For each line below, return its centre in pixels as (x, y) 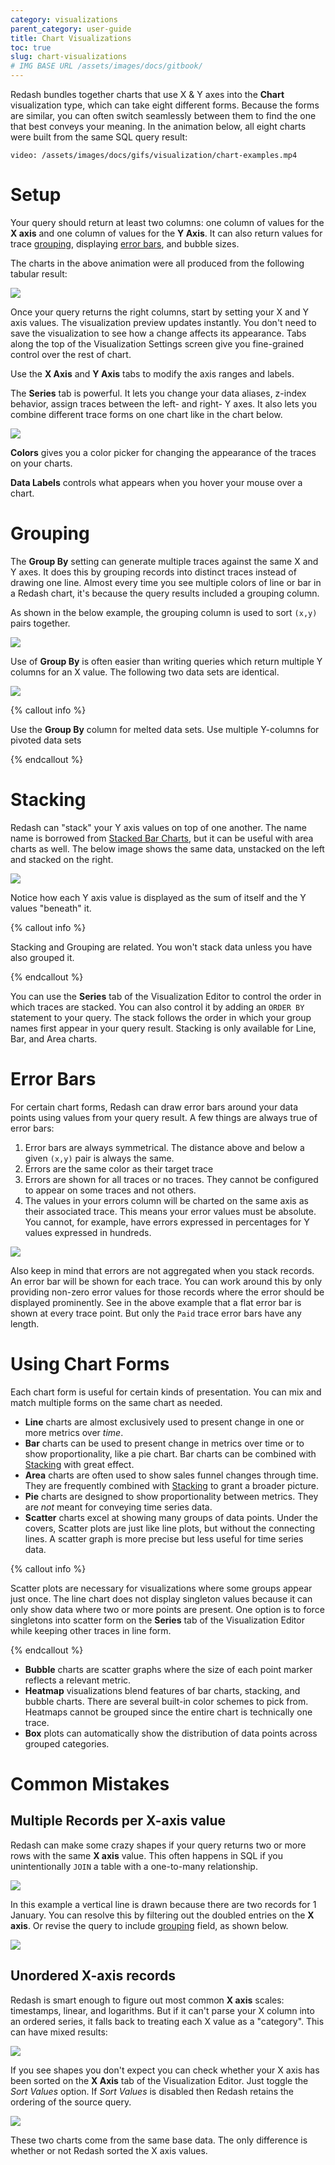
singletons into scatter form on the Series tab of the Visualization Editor (157, 1620)
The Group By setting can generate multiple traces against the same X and (164, 561)
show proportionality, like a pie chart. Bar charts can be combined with (170, 1453)
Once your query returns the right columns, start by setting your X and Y (160, 312)
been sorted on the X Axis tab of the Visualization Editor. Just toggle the (159, 2080)
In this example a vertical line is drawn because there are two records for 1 (163, 1904)
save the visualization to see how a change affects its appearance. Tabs (158, 333)
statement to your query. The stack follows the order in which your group (161, 1017)
